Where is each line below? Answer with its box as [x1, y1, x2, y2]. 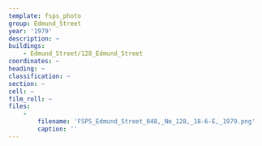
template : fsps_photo [8, 11, 82, 20]
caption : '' [37, 125, 79, 133]
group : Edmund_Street [8, 19, 82, 28]
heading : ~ [8, 65, 45, 73]
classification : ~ [8, 72, 71, 80]
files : [8, 102, 31, 110]
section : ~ [8, 79, 45, 88]
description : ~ [8, 34, 60, 43]
